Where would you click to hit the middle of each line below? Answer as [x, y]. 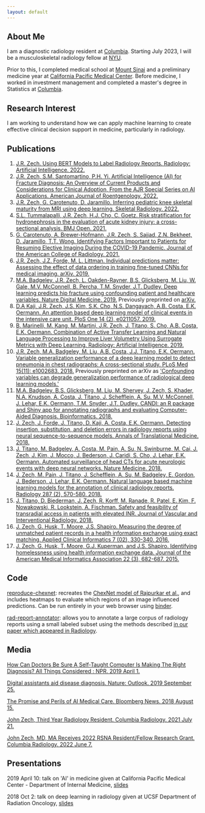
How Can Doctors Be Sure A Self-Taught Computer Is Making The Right [96, 664]
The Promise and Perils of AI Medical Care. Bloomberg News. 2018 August [100, 701]
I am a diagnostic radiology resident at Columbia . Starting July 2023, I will [99, 51]
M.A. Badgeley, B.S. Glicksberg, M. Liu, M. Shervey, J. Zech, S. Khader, [105, 391]
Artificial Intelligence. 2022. [50, 170]
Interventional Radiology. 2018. [54, 520]
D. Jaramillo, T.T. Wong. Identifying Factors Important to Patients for [101, 241]
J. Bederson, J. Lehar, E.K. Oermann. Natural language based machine [104, 481]
